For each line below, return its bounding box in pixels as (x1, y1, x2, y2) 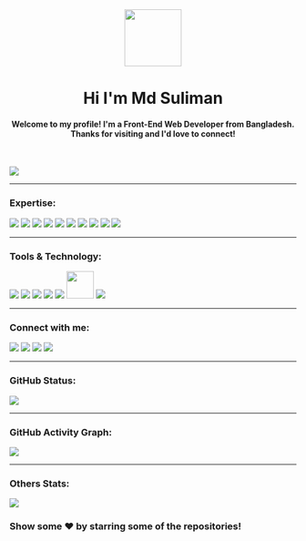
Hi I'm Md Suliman (83, 88, 223, 108)
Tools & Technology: (9, 250, 102, 262)
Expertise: (9, 197, 56, 209)
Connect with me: (9, 321, 90, 333)
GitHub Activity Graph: (9, 425, 112, 438)
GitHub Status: (9, 374, 76, 387)
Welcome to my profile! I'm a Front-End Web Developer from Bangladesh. (11, 118, 295, 129)
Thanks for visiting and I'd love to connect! (70, 128, 236, 139)
